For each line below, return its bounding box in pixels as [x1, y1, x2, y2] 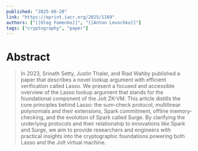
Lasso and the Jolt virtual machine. [20, 139, 106, 146]
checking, [20, 114, 46, 121]
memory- [169, 107, 193, 115]
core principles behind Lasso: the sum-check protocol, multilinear [20, 101, 181, 109]
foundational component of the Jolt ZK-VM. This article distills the [20, 95, 181, 102]
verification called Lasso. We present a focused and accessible [20, 83, 175, 90]
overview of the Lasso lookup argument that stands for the [20, 89, 164, 96]
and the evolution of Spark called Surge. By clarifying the [46, 114, 185, 121]
